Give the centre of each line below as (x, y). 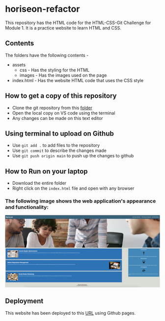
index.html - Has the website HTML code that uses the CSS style (78, 80)
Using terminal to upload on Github (59, 133)
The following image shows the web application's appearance (81, 201)
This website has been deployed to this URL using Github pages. (70, 313)
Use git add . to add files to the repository (56, 146)
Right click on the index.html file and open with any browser (73, 188)
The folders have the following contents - (47, 55)
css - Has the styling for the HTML (55, 70)
